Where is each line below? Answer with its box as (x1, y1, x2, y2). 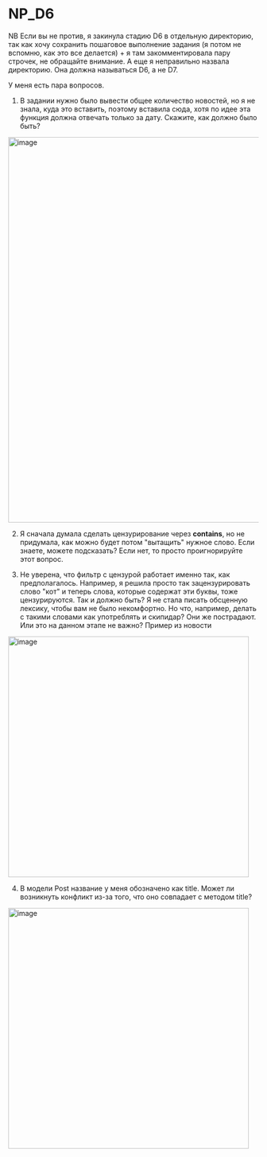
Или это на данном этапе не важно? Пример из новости (19, 620, 212, 629)
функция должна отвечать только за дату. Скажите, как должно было (19, 112, 257, 122)
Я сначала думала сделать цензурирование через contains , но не (19, 528, 245, 538)
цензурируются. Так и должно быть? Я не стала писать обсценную (19, 594, 248, 605)
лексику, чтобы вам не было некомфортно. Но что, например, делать (19, 603, 257, 613)
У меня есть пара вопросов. (8, 80, 105, 90)
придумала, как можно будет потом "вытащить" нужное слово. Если (19, 537, 255, 547)
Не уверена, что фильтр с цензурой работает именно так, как (19, 570, 230, 579)
